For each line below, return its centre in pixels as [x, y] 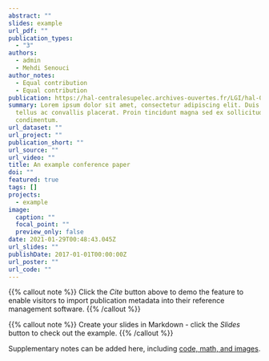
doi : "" [21, 172]
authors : [23, 53]
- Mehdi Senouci [42, 68]
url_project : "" [35, 135]
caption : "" [36, 217]
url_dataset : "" [35, 128]
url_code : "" [30, 270]
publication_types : [41, 38]
